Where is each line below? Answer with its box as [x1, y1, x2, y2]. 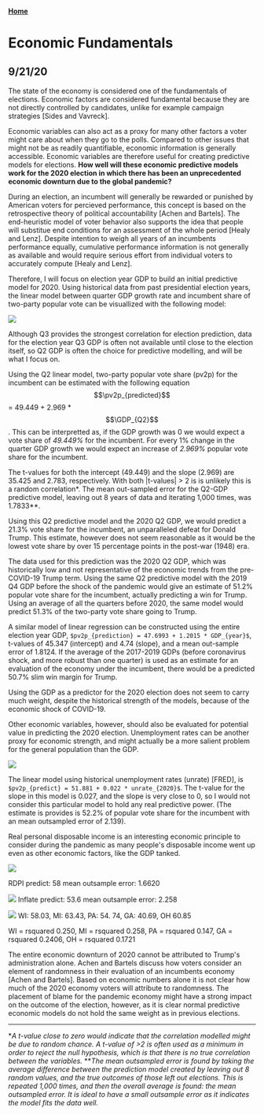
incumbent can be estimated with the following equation [8, 378, 190, 387]
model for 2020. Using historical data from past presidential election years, [8, 282, 251, 291]
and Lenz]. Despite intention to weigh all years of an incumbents [8, 233, 216, 243]
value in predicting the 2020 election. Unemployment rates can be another [8, 728, 250, 737]
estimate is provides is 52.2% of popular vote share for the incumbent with [8, 808, 250, 817]
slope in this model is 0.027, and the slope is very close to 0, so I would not [8, 791, 251, 801]
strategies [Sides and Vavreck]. [8, 111, 110, 120]
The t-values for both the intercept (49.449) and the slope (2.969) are [8, 467, 235, 476]
